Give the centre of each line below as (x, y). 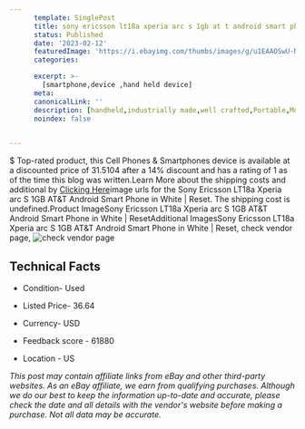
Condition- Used (54, 288)
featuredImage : (62, 52)
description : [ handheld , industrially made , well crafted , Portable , (162, 110)
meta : (44, 93)
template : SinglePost (74, 18)
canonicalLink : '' (68, 102)
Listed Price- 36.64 (59, 306)
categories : (56, 60)
